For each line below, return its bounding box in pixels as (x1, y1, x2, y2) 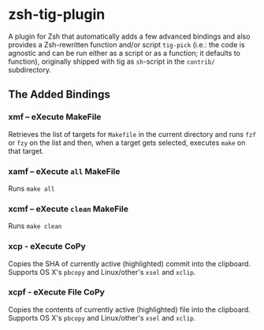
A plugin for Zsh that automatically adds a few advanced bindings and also (8, 32, 251, 41)
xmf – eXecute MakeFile (8, 112, 102, 123)
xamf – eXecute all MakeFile (8, 165, 121, 176)
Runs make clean (8, 221, 62, 231)
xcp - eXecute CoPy (8, 241, 86, 252)
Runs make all (8, 184, 55, 193)
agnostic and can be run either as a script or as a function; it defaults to (8, 48, 240, 57)
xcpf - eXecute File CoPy (8, 287, 105, 298)
